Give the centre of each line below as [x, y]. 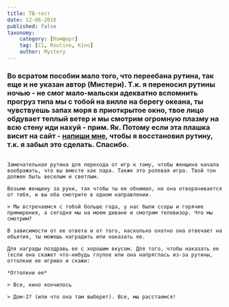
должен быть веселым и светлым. [53, 177]
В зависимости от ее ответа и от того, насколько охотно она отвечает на [115, 231]
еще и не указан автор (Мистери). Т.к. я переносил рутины [111, 84]
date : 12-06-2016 [32, 20]
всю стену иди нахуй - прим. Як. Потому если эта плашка [109, 127]
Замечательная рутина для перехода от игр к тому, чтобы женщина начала [113, 165]
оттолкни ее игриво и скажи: [49, 261]
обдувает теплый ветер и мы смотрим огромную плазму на [113, 119]
